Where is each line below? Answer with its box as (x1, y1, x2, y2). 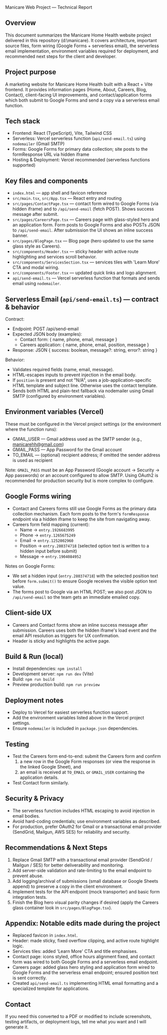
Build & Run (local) (5, 652, 64, 661)
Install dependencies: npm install (12, 666, 82, 672)
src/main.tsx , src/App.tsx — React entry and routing (12, 195, 122, 201)
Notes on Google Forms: (5, 563, 56, 569)
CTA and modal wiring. (12, 265, 60, 271)
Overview (5, 19, 36, 27)
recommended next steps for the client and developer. (5, 53, 117, 59)
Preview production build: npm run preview (12, 681, 100, 688)
